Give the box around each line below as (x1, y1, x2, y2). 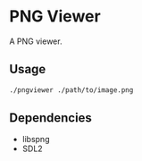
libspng (21, 134, 50, 145)
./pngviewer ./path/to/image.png (9, 85, 134, 95)
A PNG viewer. (9, 36, 63, 47)
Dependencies (9, 110, 92, 126)
